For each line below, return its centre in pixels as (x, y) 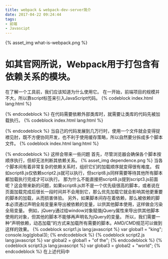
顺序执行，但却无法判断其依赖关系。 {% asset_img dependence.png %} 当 (82, 160)
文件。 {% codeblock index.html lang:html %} (52, 144)
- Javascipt (17, 29)
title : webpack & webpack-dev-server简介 (48, 10)
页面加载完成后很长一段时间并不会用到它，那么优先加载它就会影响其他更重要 (84, 192)
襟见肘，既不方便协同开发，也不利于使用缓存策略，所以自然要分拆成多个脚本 (84, 137)
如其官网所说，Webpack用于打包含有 (82, 64)
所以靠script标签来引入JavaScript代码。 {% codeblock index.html (86, 98)
